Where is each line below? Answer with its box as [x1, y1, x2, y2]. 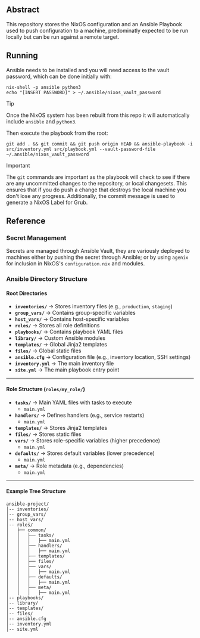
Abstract [6, 5, 40, 15]
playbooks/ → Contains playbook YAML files [14, 328, 123, 336]
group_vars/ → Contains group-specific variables [14, 309, 136, 317]
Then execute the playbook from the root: [6, 129, 108, 137]
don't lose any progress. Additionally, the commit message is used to [6, 192, 176, 199]
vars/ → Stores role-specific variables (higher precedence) [14, 436, 161, 444]
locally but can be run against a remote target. [6, 33, 120, 41]
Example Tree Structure [6, 488, 67, 495]
